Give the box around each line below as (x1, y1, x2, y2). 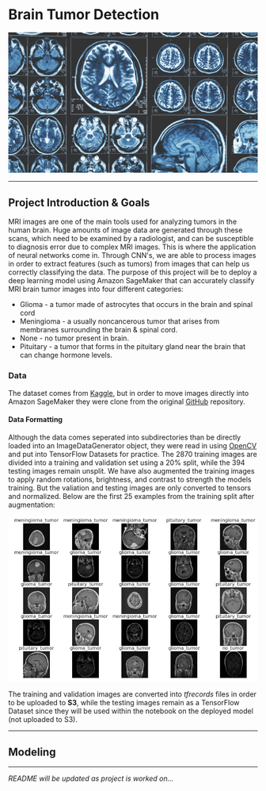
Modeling (8, 745, 56, 758)
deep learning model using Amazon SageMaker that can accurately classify (8, 276, 255, 286)
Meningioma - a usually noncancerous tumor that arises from (19, 317, 220, 326)
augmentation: (8, 500, 55, 509)
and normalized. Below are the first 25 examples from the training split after (8, 491, 255, 501)
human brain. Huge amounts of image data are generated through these (8, 225, 243, 235)
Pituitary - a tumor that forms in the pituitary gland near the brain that (19, 342, 245, 351)
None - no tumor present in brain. (19, 333, 129, 343)
